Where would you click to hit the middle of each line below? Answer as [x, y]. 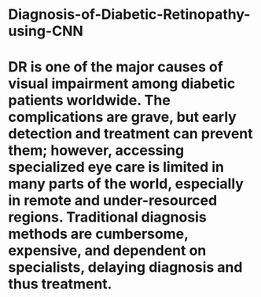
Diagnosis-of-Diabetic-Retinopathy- [129, 15]
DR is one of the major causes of [116, 67]
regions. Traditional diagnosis [107, 217]
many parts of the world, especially [126, 184]
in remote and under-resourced [113, 201]
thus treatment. [60, 284]
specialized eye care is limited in [116, 167]
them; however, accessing [96, 150]
